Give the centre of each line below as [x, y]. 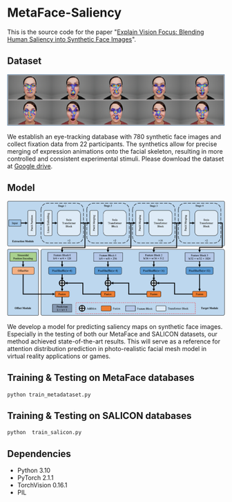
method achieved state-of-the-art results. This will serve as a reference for [114, 341]
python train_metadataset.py [49, 395]
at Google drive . [30, 166]
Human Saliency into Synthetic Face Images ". [72, 39]
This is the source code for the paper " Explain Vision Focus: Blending [106, 32]
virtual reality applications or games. [59, 356]
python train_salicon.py [44, 433]
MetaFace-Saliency [65, 13]
